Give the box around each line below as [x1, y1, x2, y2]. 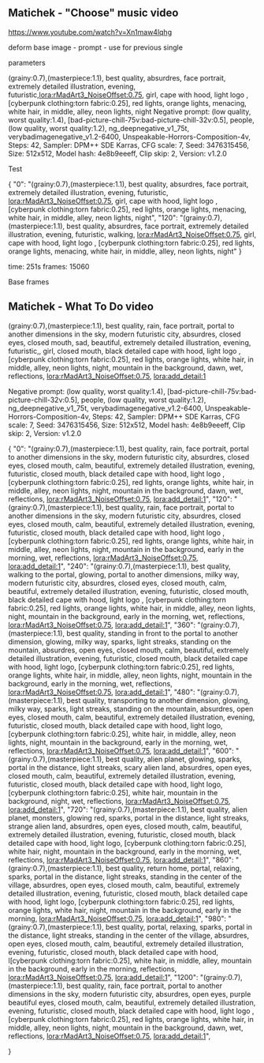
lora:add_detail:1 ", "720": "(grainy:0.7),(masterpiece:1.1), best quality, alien [8, 805, 248, 814]
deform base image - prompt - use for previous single [8, 43, 184, 52]
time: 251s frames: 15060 [8, 261, 90, 271]
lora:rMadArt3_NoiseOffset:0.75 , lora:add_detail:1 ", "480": [8, 687, 195, 697]
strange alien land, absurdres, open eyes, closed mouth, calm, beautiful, [8, 821, 243, 831]
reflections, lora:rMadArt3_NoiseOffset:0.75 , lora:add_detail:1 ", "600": [8, 746, 234, 755]
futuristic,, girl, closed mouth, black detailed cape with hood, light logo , [8, 346, 241, 355]
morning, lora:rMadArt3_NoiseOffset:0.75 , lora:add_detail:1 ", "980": [8, 914, 227, 923]
